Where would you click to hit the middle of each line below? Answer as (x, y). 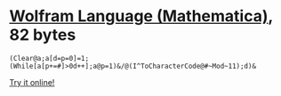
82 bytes (43, 35)
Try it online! (32, 82)
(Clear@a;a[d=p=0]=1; (49, 58)
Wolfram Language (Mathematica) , (141, 16)
